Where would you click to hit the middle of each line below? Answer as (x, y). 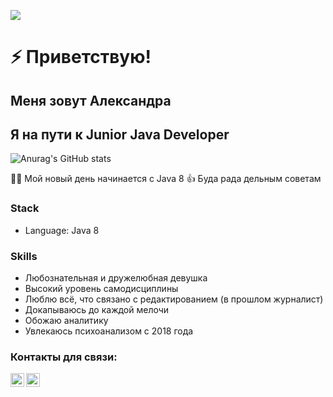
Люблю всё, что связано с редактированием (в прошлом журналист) (174, 299)
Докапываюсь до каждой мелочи (97, 309)
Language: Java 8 (62, 230)
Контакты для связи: (64, 357)
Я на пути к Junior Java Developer (120, 134)
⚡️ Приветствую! (81, 57)
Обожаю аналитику (66, 320)
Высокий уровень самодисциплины (101, 288)
